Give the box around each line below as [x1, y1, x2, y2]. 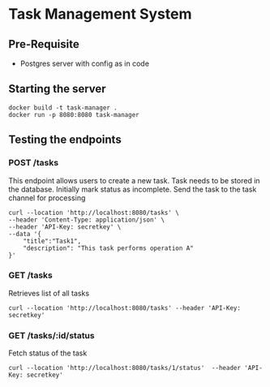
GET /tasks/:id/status [8, 329, 95, 341]
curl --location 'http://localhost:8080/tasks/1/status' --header [8, 364, 242, 372]
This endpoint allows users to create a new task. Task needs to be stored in [8, 175, 261, 185]
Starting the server [8, 82, 107, 96]
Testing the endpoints [8, 133, 122, 147]
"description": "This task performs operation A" [23, 244, 195, 252]
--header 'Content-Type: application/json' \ [8, 216, 165, 224]
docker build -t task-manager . [8, 103, 118, 112]
